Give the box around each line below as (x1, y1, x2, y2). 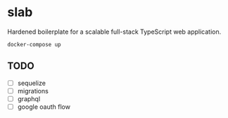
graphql (17, 94, 41, 103)
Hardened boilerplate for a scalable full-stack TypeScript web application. (7, 27, 222, 36)
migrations (17, 86, 49, 95)
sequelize (17, 79, 46, 87)
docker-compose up (7, 41, 61, 48)
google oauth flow (17, 103, 70, 111)
